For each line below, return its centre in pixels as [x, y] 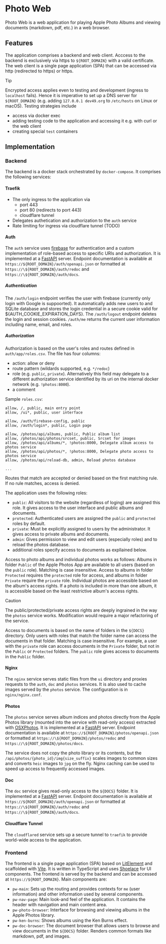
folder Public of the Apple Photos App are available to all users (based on [80, 565]
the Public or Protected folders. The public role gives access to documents [82, 651]
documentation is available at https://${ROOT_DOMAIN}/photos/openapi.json [82, 733]
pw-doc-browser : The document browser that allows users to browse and [86, 925]
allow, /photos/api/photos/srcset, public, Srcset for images [70, 438]
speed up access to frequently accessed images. [55, 769]
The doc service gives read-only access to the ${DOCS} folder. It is [72, 791]
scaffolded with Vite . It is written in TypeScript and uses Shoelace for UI [78, 868]
